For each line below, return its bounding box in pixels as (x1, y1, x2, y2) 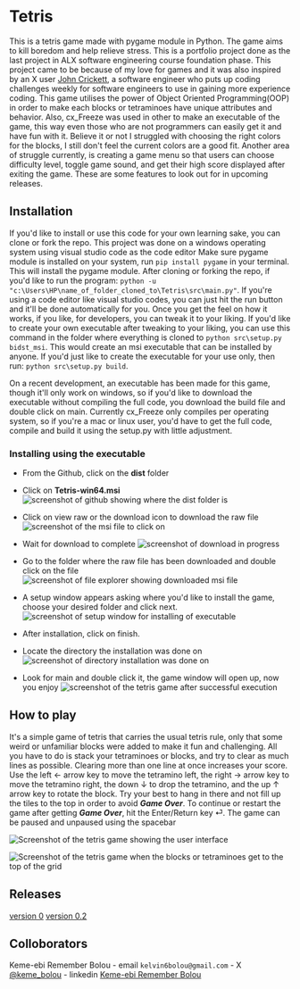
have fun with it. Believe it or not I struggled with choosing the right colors (9, 130, 281, 141)
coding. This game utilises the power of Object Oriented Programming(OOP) (9, 92, 290, 104)
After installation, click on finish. (21, 628, 140, 639)
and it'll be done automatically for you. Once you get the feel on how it (9, 303, 268, 314)
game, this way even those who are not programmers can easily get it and (9, 121, 282, 131)
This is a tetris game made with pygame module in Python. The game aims (9, 36, 284, 46)
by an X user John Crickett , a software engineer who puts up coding (9, 73, 261, 84)
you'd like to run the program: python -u (9, 275, 156, 286)
